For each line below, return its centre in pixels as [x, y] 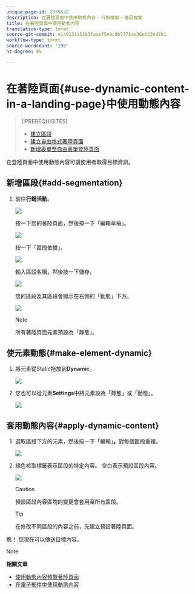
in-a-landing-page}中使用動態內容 [93, 104]
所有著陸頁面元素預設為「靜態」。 [56, 332]
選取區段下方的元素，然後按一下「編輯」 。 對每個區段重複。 [88, 441]
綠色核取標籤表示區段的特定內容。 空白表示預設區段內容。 [88, 466]
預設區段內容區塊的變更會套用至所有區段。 [68, 502]
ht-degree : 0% [24, 52]
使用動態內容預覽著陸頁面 [47, 577]
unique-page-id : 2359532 [38, 12]
